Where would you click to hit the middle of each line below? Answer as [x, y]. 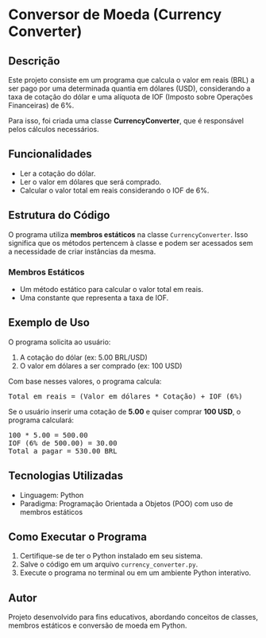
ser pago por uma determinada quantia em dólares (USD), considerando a [129, 88]
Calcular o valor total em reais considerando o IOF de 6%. [114, 190]
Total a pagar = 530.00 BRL [63, 451]
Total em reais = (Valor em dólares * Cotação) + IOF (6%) [126, 396]
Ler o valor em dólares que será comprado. [91, 181]
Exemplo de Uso [49, 323]
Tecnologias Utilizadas [66, 476]
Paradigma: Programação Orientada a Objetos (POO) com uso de [126, 504]
